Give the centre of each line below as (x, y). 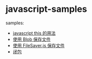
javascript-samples (46, 9)
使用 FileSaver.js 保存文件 (39, 45)
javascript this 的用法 (34, 33)
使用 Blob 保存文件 (32, 39)
